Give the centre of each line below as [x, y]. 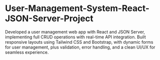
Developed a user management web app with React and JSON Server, [75, 32]
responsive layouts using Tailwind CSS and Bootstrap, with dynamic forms [79, 42]
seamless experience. [27, 52]
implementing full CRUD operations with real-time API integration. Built [76, 37]
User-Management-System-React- [77, 8]
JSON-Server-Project [49, 18]
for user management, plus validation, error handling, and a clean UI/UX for [80, 47]
